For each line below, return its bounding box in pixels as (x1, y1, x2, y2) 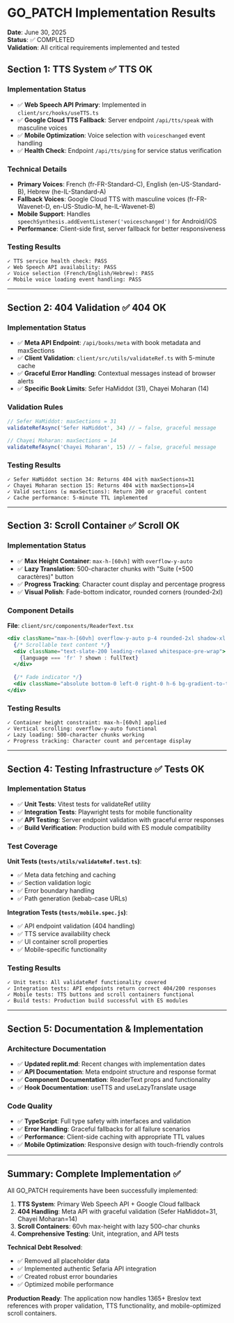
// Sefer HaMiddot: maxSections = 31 (7, 418, 117, 425)
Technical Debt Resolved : (7, 1243, 83, 1252)
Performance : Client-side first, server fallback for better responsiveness (17, 224, 226, 233)
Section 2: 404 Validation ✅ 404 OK (7, 302, 166, 314)
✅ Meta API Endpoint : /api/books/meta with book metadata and (17, 338, 201, 346)
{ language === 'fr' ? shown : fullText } (19, 655, 139, 661)
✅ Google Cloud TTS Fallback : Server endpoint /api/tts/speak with (17, 115, 214, 124)
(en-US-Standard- (169, 180, 221, 188)
